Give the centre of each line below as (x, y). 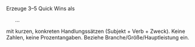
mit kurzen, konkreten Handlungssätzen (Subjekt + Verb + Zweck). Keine (96, 31)
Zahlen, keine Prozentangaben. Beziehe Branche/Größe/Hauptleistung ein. (98, 37)
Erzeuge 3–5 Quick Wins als (41, 9)
